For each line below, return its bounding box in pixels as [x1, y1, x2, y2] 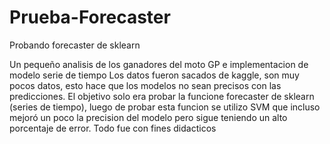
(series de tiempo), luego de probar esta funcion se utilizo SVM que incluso [9, 101, 321, 113]
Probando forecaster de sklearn [9, 39, 141, 51]
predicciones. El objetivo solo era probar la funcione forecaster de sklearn [9, 90, 315, 102]
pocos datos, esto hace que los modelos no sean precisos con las [9, 79, 282, 91]
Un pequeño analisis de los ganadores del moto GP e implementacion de [9, 58, 309, 70]
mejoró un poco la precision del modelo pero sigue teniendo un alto [9, 111, 288, 123]
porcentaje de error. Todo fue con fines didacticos [9, 122, 217, 134]
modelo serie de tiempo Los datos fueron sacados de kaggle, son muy [9, 69, 300, 81]
